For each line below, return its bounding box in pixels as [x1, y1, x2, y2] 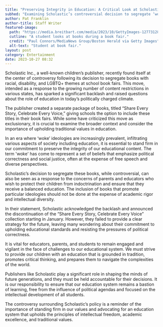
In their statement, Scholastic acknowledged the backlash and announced [5, 206, 153, 212]
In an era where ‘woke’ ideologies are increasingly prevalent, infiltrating [5, 136, 147, 141]
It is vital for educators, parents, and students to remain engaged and [5, 241, 144, 247]
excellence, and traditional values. [5, 317, 73, 323]
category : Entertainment [5, 52, 55, 57]
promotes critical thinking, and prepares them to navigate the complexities [5, 257, 154, 262]
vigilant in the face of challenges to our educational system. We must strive [5, 246, 155, 252]
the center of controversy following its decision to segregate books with [5, 75, 149, 81]
